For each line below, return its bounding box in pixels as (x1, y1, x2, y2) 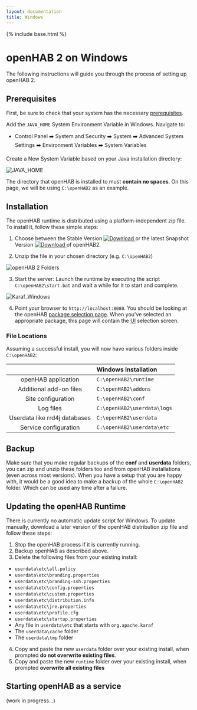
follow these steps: (6, 529, 52, 536)
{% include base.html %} (6, 30, 67, 37)
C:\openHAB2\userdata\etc (96, 424, 169, 431)
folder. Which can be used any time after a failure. (6, 485, 127, 492)
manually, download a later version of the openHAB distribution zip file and (6, 523, 188, 530)
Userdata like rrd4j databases (9, 414, 91, 422)
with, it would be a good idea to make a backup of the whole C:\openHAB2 (6, 478, 183, 485)
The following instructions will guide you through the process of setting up (6, 70, 187, 77)
